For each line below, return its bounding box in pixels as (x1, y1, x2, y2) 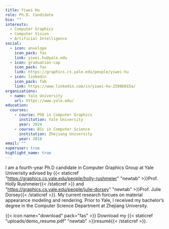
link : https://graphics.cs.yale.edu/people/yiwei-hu (14, 70, 129, 75)
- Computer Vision (10, 31, 50, 36)
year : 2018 (18, 136, 42, 141)
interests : (5, 22, 29, 27)
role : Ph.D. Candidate (5, 12, 54, 17)
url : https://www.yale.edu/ (14, 98, 74, 103)
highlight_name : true (5, 151, 52, 156)
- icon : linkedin (10, 74, 47, 79)
